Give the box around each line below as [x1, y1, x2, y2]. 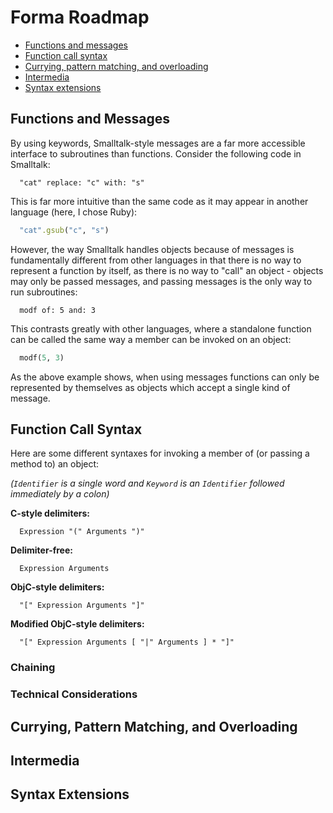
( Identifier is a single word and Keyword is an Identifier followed [10, 477, 285, 490]
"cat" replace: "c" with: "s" [19, 177, 145, 188]
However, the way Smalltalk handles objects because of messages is [10, 243, 295, 255]
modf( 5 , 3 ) [19, 352, 65, 363]
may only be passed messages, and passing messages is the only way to [10, 275, 313, 287]
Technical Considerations [10, 687, 138, 701]
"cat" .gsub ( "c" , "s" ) [19, 225, 110, 235]
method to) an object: [10, 458, 100, 470]
